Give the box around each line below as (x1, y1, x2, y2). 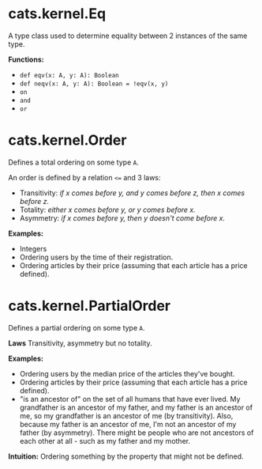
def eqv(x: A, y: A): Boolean (19, 71, 120, 79)
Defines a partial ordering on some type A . (8, 323, 145, 332)
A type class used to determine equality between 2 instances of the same (8, 31, 248, 40)
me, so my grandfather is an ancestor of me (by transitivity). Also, (19, 410, 234, 420)
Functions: (8, 55, 45, 64)
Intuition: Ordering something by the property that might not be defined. (8, 452, 244, 461)
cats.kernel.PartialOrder (8, 297, 171, 315)
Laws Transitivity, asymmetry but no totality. (8, 338, 152, 348)
